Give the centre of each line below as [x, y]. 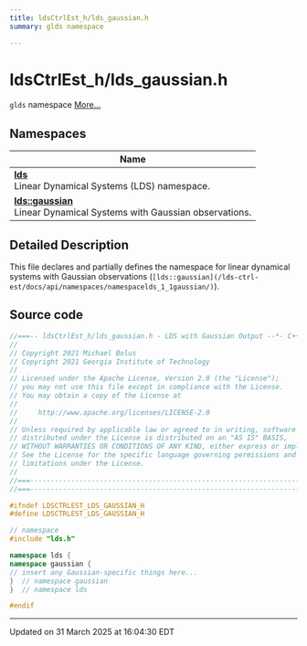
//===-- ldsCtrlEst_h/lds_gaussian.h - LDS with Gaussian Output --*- [147, 336]
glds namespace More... [55, 105]
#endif [22, 606]
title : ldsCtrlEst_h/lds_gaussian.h [79, 18]
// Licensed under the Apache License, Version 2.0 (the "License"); [145, 379]
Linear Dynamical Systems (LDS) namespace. [112, 186]
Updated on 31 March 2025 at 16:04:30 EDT [92, 632]
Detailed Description [69, 244]
